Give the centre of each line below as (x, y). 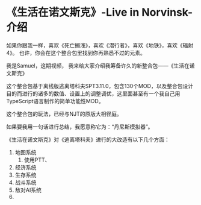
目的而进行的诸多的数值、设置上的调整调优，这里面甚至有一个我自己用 (93, 93)
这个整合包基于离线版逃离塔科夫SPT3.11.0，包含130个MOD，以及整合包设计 (100, 86)
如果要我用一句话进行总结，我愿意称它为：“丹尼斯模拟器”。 (80, 127)
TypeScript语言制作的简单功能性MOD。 (55, 101)
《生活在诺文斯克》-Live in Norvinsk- (100, 12)
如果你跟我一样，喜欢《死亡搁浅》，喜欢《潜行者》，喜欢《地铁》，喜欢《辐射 (100, 45)
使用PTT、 (37, 160)
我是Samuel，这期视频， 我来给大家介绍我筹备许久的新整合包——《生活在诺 (100, 65)
